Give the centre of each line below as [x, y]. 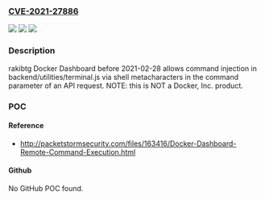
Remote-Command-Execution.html [78, 152]
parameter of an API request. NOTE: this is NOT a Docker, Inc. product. [126, 85]
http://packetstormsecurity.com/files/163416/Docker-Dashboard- [128, 144]
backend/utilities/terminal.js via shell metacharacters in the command [124, 77]
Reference [26, 126]
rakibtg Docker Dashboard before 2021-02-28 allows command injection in [133, 68]
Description [32, 51]
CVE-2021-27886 [43, 11]
